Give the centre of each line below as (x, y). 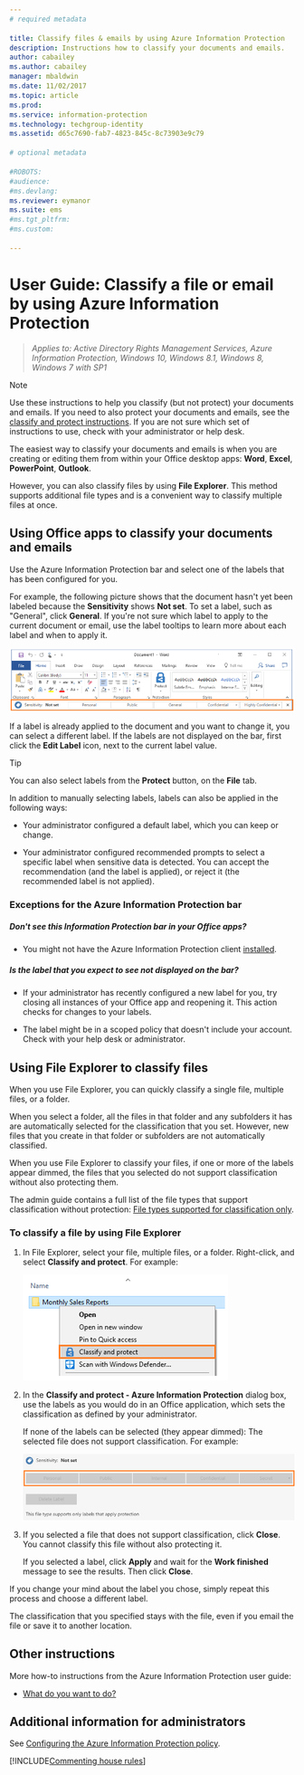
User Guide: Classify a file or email (142, 284)
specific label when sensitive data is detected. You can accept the (146, 862)
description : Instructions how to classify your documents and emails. (147, 48)
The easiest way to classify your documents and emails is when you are (143, 449)
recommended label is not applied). (89, 882)
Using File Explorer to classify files (109, 1068)
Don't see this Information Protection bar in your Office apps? (128, 926)
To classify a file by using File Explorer (95, 1233)
